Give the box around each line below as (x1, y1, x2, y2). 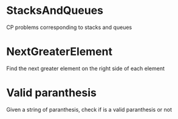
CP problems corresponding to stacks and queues (6, 24, 132, 31)
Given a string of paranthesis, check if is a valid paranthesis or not (6, 106, 172, 113)
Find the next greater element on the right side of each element (6, 65, 165, 72)
